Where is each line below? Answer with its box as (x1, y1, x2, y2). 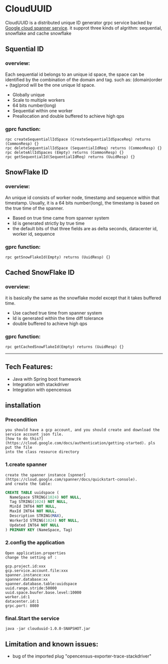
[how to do (5, 436, 28, 441)
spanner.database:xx (5, 577, 48, 582)
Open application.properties (5, 550, 66, 556)
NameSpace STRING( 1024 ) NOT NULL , (9, 494, 81, 500)
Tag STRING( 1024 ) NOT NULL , (9, 500, 68, 505)
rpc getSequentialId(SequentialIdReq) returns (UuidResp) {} (5, 154, 135, 159)
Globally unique (12, 91, 45, 98)
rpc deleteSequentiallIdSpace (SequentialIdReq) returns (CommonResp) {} (5, 145, 162, 150)
